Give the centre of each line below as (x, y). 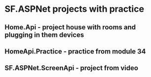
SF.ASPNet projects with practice (74, 9)
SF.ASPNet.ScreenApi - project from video (72, 68)
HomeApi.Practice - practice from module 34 (75, 51)
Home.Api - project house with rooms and (70, 27)
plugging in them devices (44, 35)
